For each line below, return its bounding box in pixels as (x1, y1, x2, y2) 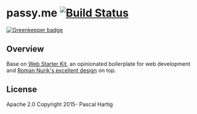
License (6, 84, 37, 94)
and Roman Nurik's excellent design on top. (6, 66, 116, 74)
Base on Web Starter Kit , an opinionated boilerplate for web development (6, 60, 191, 67)
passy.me (6, 6, 58, 20)
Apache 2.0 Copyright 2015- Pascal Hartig (6, 101, 113, 108)
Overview (6, 44, 45, 54)
